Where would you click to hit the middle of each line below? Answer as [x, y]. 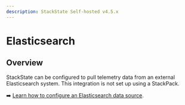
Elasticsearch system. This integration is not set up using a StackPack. [93, 83]
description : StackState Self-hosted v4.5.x [62, 12]
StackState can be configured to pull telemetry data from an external [90, 77]
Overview [25, 63]
